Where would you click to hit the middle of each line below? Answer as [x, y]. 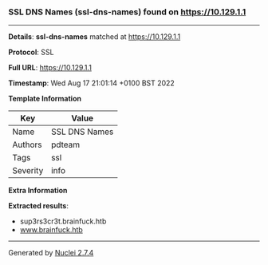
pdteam [65, 144]
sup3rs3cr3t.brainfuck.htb [63, 221]
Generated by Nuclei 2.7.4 [51, 253]
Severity [28, 171]
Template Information [45, 99]
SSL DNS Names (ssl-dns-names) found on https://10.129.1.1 [127, 12]
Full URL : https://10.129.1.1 [50, 68]
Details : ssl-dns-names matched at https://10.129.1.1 [95, 37]
